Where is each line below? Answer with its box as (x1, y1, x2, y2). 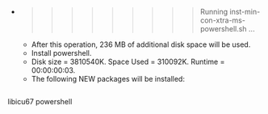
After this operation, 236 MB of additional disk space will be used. (31, 40, 251, 49)
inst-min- (228, 7, 261, 16)
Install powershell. (31, 49, 92, 57)
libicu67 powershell (7, 97, 73, 106)
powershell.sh (199, 24, 247, 33)
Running (199, 7, 228, 16)
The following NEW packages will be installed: (31, 74, 185, 83)
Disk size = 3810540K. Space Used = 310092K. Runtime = (31, 57, 225, 66)
